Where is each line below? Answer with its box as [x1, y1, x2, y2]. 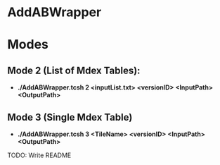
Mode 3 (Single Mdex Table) [7, 111, 133, 123]
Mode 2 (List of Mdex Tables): [7, 64, 141, 76]
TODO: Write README [7, 151, 72, 159]
